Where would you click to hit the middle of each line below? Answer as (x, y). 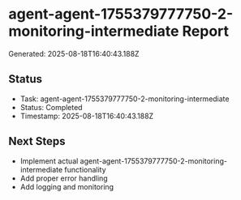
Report (206, 31)
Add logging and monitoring (67, 186)
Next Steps (37, 141)
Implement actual (49, 161)
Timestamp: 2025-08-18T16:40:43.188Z (87, 116)
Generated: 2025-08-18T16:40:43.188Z (74, 53)
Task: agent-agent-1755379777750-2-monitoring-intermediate (125, 99)
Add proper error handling (64, 178)
